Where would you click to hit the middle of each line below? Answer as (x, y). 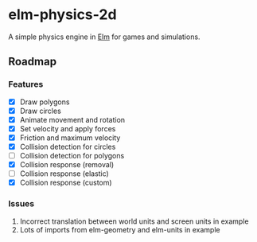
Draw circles (40, 111)
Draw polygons (45, 102)
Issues (21, 204)
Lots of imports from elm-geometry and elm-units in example (120, 229)
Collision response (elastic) (64, 174)
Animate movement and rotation (72, 119)
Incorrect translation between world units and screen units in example (134, 221)
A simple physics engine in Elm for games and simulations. (104, 37)
